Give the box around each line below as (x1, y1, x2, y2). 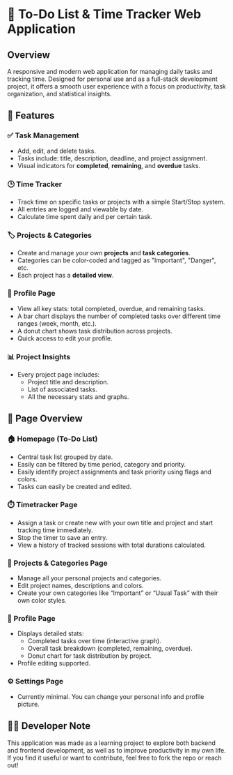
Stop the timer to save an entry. (17, 533, 108, 541)
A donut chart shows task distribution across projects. (17, 326, 172, 335)
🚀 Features (7, 110, 55, 121)
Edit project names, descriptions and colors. (17, 582, 144, 590)
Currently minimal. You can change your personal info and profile (17, 692, 204, 700)
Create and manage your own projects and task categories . (17, 249, 191, 257)
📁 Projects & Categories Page (7, 558, 108, 568)
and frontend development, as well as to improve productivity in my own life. (7, 746, 226, 754)
